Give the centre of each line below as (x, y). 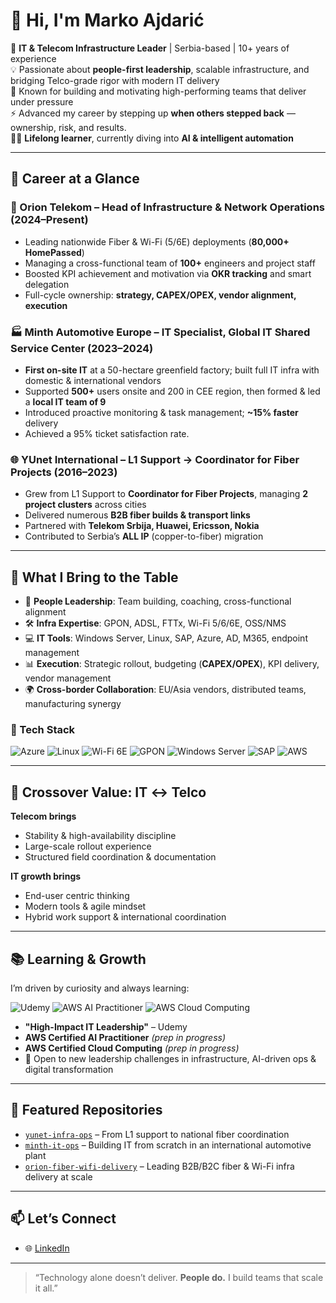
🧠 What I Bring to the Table (94, 577)
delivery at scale (58, 1176)
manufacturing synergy (73, 704)
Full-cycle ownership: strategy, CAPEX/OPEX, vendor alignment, (160, 295)
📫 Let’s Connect (63, 1219)
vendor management (68, 678)
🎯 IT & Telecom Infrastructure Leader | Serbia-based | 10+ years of (150, 48)
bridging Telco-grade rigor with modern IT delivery (115, 80)
